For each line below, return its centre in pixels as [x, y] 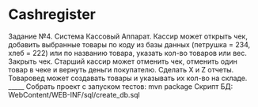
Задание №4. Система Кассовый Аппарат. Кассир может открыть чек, [128, 36]
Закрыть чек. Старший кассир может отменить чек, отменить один [123, 61]
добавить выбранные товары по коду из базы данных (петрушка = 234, [129, 44]
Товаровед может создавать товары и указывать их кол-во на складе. [128, 78]
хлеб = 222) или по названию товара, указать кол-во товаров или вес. [128, 53]
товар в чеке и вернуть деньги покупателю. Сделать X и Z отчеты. [121, 69]
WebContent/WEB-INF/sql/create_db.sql [74, 94]
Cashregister [52, 15]
